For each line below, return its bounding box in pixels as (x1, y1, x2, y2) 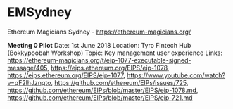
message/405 (7, 63, 48, 72)
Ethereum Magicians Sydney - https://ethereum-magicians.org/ (7, 27, 191, 36)
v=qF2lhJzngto (7, 78, 51, 86)
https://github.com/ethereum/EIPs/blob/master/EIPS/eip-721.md (7, 93, 193, 102)
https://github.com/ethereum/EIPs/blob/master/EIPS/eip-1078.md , (7, 86, 199, 94)
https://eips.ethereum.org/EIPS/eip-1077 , (7, 71, 125, 79)
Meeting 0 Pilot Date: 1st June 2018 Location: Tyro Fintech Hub (7, 41, 191, 49)
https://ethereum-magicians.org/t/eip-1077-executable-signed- (7, 56, 191, 64)
